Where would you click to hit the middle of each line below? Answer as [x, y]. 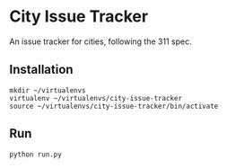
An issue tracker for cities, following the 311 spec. [100, 41]
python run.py [36, 155]
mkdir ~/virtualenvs [48, 90]
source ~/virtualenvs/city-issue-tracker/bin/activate [114, 106]
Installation [41, 70]
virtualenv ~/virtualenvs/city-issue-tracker [96, 98]
